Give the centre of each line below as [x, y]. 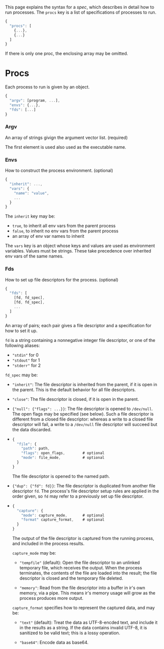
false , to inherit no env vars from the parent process [65, 231]
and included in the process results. [48, 544]
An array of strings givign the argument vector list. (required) [67, 138]
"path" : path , [35, 449]
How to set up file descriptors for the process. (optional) [62, 280]
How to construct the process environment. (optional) [59, 170]
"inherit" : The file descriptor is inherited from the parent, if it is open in [85, 384]
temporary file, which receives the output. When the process [81, 568]
